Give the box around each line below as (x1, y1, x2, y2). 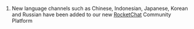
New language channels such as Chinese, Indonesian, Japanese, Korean (11, 5, 188, 12)
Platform (11, 17, 33, 24)
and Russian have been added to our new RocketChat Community (11, 11, 172, 18)
